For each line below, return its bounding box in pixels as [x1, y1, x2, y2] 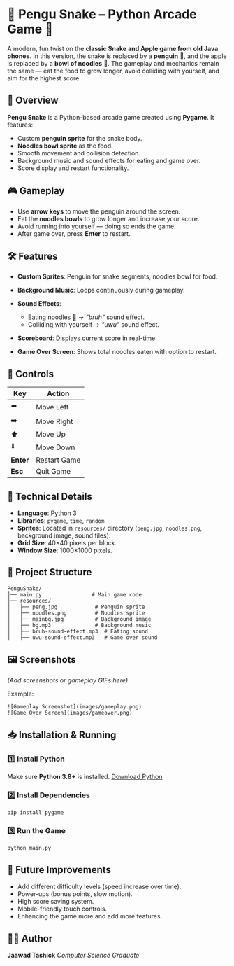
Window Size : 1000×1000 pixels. [17, 546, 113, 554]
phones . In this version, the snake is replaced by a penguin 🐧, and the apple [7, 52, 227, 60]
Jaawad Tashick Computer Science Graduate [7, 951, 140, 960]
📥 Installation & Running [7, 729, 117, 741]
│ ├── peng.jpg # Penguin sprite [7, 603, 145, 610]
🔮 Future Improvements [7, 864, 112, 876]
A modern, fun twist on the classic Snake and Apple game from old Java [7, 44, 219, 52]
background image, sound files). [17, 531, 111, 540]
